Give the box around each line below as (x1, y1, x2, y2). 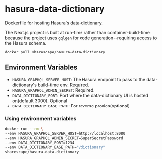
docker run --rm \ (5, 126, 43, 131)
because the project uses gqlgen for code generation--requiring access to (5, 35, 157, 41)
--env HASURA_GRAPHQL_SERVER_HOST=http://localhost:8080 (5, 131, 126, 136)
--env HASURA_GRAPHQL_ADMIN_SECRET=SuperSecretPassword (5, 135, 123, 141)
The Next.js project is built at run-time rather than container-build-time (5, 29, 150, 35)
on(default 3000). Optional (12, 98, 67, 104)
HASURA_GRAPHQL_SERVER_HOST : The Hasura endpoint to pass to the (12, 76, 146, 82)
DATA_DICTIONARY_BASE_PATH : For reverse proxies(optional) (12, 103, 130, 108)
